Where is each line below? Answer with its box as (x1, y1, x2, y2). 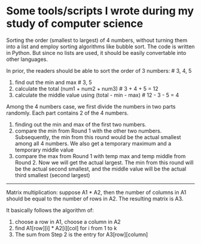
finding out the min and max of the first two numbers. (14, 121, 147, 128)
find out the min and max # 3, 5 (14, 79, 92, 86)
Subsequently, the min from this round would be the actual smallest (14, 133, 181, 141)
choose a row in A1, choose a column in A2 (14, 218, 121, 225)
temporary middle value (14, 146, 74, 153)
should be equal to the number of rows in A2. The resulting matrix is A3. (6, 195, 184, 202)
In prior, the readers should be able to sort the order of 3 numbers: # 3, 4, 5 (6, 67, 192, 74)
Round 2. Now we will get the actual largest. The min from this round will (14, 159, 194, 166)
